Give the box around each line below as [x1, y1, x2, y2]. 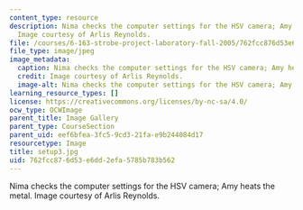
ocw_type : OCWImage [9, 105, 83, 114]
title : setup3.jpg [9, 147, 78, 156]
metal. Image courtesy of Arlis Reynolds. [9, 190, 161, 201]
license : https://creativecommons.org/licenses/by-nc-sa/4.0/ [9, 96, 248, 106]
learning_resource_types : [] [9, 88, 119, 97]
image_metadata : [9, 55, 70, 64]
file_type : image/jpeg [9, 47, 95, 56]
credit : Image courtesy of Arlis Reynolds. [17, 72, 183, 81]
